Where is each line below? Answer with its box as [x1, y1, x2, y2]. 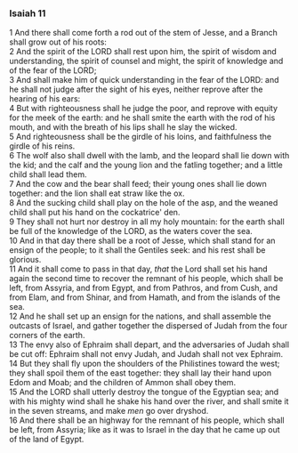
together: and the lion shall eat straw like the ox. [9, 188, 185, 198]
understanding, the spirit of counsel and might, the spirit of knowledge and [9, 56, 284, 67]
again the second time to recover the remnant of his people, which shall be [9, 273, 284, 284]
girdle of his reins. [9, 141, 76, 151]
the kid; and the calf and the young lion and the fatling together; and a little [9, 159, 283, 171]
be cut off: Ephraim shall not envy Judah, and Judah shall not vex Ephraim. [9, 349, 284, 360]
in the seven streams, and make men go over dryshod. [9, 406, 209, 417]
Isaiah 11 [9, 7, 46, 20]
